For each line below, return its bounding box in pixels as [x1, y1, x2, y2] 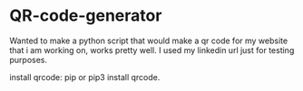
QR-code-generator [9, 5, 162, 26]
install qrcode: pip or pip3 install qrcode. [9, 71, 161, 82]
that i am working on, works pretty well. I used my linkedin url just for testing [9, 44, 295, 55]
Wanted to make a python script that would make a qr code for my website [9, 35, 288, 46]
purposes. [9, 54, 48, 65]
